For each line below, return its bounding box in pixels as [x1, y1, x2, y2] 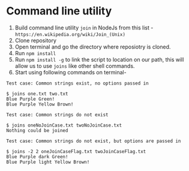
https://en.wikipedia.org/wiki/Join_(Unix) [14, 31, 126, 37]
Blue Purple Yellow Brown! [6, 101, 74, 107]
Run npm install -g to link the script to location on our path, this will [14, 56, 184, 63]
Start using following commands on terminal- [14, 68, 127, 76]
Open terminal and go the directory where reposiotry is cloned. [14, 43, 171, 50]
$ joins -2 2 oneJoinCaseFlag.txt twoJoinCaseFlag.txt [6, 148, 146, 154]
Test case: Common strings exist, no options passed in [6, 80, 149, 86]
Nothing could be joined [6, 127, 68, 133]
